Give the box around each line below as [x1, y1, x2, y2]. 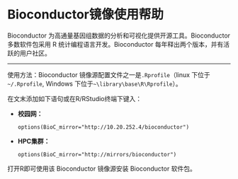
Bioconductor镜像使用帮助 [7, 6, 164, 23]
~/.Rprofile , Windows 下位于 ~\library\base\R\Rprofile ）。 [7, 79, 182, 88]
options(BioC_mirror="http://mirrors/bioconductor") [17, 151, 177, 158]
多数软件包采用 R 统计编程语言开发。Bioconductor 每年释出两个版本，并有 [7, 40, 224, 48]
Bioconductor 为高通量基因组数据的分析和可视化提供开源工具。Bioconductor [7, 31, 231, 40]
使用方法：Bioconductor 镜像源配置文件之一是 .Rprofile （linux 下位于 [7, 70, 210, 79]
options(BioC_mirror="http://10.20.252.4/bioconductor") [17, 123, 190, 131]
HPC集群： [17, 137, 50, 145]
